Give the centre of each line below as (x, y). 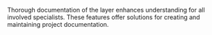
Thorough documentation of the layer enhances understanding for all (106, 10)
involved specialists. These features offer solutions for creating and (104, 17)
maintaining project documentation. (58, 24)
